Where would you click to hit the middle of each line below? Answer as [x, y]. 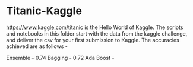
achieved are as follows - [37, 46]
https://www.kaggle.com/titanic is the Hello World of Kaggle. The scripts [95, 27]
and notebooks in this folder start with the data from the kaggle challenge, [97, 33]
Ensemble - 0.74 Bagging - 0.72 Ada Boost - [60, 58]
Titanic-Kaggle [44, 11]
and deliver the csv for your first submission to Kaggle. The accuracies [93, 40]
